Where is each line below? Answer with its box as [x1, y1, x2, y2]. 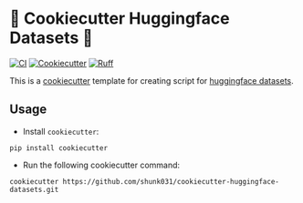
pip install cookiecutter [9, 143, 108, 153]
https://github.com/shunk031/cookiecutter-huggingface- [62, 177, 280, 186]
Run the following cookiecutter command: [22, 159, 181, 170]
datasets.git [9, 185, 59, 194]
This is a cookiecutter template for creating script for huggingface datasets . [9, 75, 294, 86]
